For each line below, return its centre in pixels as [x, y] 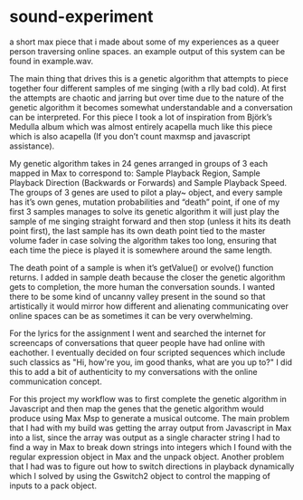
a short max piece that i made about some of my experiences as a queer [144, 42]
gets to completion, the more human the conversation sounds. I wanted [142, 286]
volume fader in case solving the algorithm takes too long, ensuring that [143, 240]
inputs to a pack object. [53, 486]
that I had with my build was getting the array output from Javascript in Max [151, 428]
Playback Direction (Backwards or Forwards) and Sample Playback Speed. [148, 182]
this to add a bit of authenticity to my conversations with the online [133, 371]
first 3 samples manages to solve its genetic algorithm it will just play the [145, 211]
